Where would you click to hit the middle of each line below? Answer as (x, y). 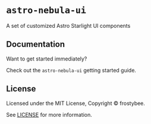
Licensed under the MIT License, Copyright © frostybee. (76, 103)
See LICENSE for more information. (49, 115)
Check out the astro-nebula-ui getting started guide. (71, 70)
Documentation (36, 44)
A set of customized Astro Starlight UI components (68, 26)
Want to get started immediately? (47, 59)
